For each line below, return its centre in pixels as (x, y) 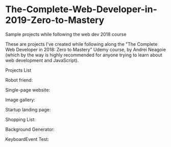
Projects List (18, 70)
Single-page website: (28, 90)
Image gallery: (20, 100)
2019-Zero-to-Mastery (55, 20)
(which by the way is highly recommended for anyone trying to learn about (84, 55)
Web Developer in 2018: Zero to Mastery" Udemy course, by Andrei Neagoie (86, 49)
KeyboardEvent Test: (27, 139)
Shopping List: (20, 119)
